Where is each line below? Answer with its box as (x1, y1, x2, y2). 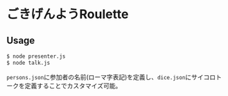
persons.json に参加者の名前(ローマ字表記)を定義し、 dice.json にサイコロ (6, 72, 216, 81)
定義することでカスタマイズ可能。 (24, 81, 122, 90)
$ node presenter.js (6, 53, 67, 60)
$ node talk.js (6, 59, 51, 66)
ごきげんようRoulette (6, 6, 129, 22)
